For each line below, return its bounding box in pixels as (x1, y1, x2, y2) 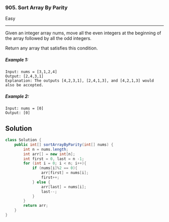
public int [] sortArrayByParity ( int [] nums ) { (14, 142, 114, 147)
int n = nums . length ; (23, 147, 69, 152)
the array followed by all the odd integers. (5, 35, 92, 41)
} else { (32, 180, 51, 185)
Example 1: (5, 57, 29, 63)
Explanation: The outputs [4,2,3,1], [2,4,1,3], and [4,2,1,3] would (5, 78, 154, 83)
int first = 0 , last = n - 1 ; (23, 156, 84, 161)
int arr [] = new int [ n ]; (23, 151, 75, 156)
